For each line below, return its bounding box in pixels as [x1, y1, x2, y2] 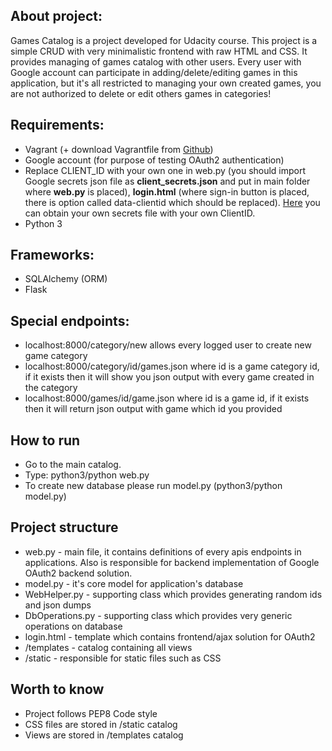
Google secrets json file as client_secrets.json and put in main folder [24, 175, 311, 187]
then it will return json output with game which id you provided [24, 403, 283, 415]
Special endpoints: [10, 312, 130, 329]
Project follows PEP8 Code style [24, 707, 158, 719]
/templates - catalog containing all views [24, 641, 193, 653]
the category [24, 382, 78, 394]
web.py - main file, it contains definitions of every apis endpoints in [24, 545, 302, 558]
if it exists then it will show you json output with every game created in [24, 371, 315, 383]
